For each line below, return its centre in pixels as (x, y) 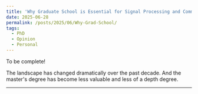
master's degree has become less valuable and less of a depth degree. (92, 79)
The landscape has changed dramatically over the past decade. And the (94, 73)
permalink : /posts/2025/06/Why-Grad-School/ (62, 22)
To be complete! (26, 61)
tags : (13, 28)
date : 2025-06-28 (27, 17)
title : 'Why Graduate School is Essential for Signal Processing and (93, 12)
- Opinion (23, 39)
